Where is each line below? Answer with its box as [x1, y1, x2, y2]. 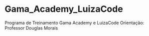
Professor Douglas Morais [4, 25, 58, 31]
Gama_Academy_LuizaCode [4, 3, 123, 15]
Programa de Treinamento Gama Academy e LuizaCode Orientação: [4, 20, 145, 26]
